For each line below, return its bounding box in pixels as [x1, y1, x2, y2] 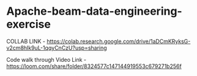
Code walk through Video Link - [6, 56, 87, 63]
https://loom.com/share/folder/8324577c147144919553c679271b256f [6, 63, 182, 70]
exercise [6, 17, 51, 31]
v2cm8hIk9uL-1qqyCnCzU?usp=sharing [6, 44, 107, 51]
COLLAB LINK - [6, 37, 46, 45]
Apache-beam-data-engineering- [6, 4, 182, 18]
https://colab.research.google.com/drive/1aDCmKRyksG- [46, 37, 191, 45]
